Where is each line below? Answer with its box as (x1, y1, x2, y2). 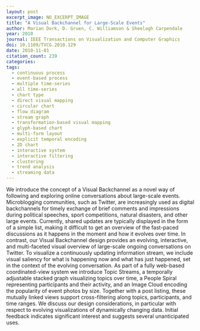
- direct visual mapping (11, 97, 73, 103)
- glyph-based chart (11, 125, 63, 131)
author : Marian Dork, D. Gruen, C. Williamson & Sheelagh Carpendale (6, 25, 183, 32)
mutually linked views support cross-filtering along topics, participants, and (6, 293, 192, 301)
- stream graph (11, 114, 50, 120)
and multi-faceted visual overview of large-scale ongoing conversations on (6, 243, 191, 250)
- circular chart (11, 103, 55, 109)
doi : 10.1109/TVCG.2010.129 (6, 42, 76, 48)
